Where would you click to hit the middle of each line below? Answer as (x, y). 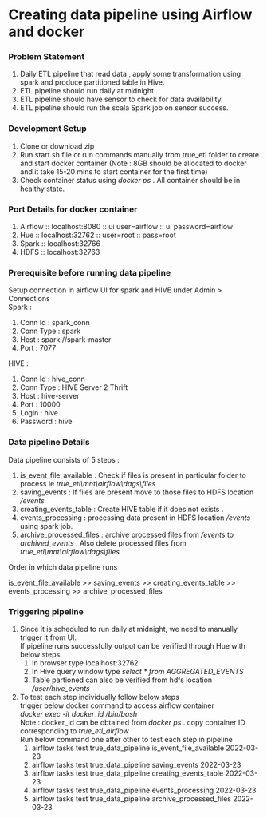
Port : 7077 (38, 348)
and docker (47, 32)
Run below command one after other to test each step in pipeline (126, 739)
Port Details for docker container (73, 209)
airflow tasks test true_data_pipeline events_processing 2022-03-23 (144, 790)
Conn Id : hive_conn (52, 379)
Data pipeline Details (49, 443)
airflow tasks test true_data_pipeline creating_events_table (128, 773)
